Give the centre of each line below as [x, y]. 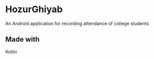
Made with [23, 39]
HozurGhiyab [34, 9]
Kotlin [11, 51]
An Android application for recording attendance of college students [77, 23]
